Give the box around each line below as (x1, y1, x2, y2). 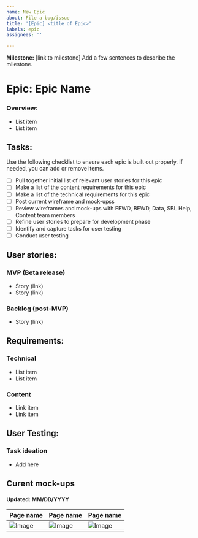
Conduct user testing (15, 231, 69, 239)
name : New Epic (6, 9, 45, 15)
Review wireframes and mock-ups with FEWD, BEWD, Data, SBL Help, (15, 204, 192, 212)
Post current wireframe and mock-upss (15, 198, 115, 205)
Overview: (6, 104, 38, 112)
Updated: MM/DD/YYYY (6, 495, 69, 503)
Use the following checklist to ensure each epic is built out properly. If (6, 158, 183, 166)
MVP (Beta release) (6, 268, 66, 277)
